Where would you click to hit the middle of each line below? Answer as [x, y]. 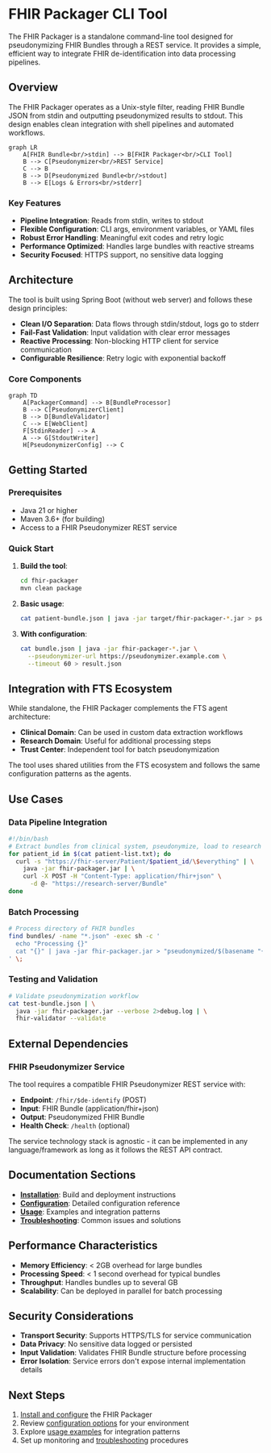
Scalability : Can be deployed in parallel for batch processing [121, 1291]
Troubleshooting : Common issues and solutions [100, 1220]
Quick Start [31, 548]
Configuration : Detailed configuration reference [100, 1203]
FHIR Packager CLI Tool [88, 14]
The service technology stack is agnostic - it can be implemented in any [128, 1142]
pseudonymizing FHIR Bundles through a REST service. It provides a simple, [135, 44]
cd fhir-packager [49, 581]
